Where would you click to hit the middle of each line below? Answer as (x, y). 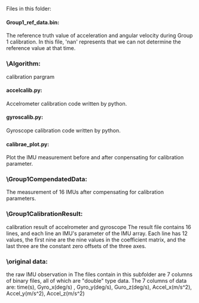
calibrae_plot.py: (28, 144)
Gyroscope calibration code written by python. (64, 130)
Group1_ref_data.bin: (33, 22)
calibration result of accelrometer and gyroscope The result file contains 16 (99, 227)
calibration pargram (30, 76)
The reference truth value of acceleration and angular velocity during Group (99, 36)
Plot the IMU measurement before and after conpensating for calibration (95, 157)
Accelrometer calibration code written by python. (67, 103)
